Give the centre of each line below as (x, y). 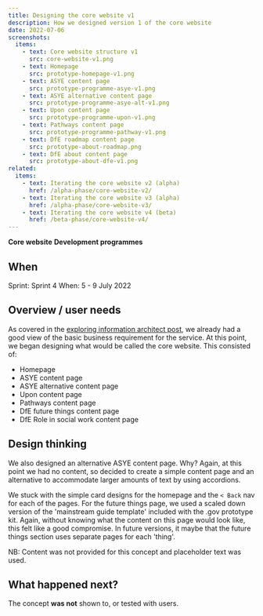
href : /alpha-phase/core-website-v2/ (90, 190)
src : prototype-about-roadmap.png (85, 147)
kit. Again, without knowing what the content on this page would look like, (127, 519)
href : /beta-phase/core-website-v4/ (88, 220)
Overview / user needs (65, 310)
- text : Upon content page (66, 111)
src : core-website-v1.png (71, 60)
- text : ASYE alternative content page (87, 96)
